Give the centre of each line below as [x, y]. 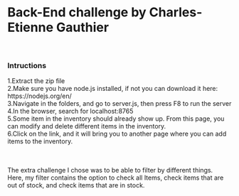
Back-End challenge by [77, 12]
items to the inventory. [40, 141]
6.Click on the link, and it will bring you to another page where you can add [117, 134]
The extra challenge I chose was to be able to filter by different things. [110, 170]
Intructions [27, 65]
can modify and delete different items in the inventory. [87, 126]
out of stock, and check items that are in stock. [76, 185]
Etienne [31, 27]
